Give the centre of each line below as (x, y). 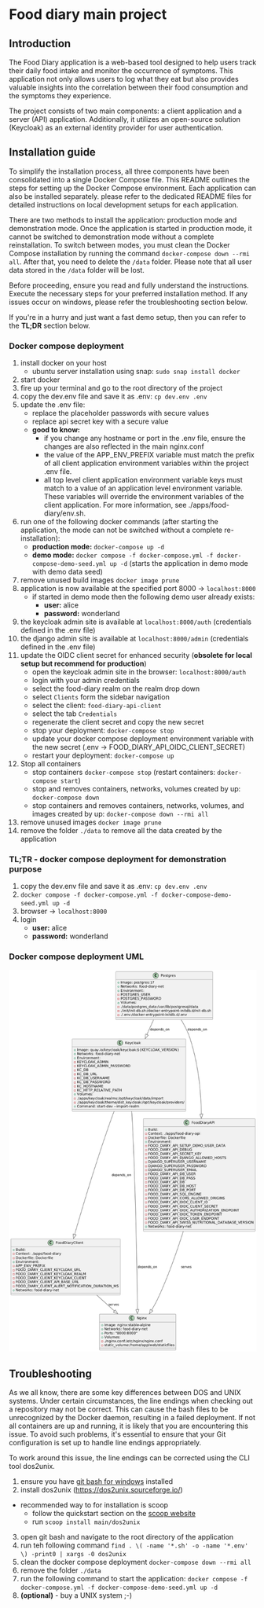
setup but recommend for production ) (83, 664)
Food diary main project (88, 15)
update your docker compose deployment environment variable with (143, 739)
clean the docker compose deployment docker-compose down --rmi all (136, 1562)
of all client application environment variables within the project (147, 463)
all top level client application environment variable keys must (143, 480)
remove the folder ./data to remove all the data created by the (121, 831)
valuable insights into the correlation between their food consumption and (128, 87)
